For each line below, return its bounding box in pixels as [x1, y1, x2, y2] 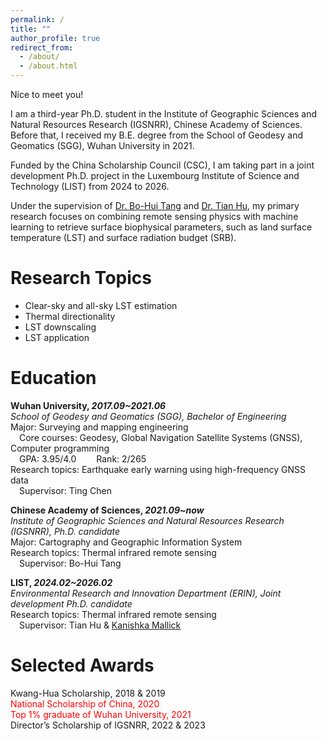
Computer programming [10, 442, 110, 454]
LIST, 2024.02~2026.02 [10, 576, 113, 588]
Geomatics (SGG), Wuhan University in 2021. [10, 140, 195, 151]
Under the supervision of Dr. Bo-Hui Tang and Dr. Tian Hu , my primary [10, 200, 300, 211]
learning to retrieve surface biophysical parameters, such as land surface [10, 221, 313, 233]
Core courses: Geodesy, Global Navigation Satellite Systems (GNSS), [19, 431, 303, 443]
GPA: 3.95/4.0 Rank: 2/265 [19, 452, 147, 465]
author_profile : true [10, 33, 101, 43]
